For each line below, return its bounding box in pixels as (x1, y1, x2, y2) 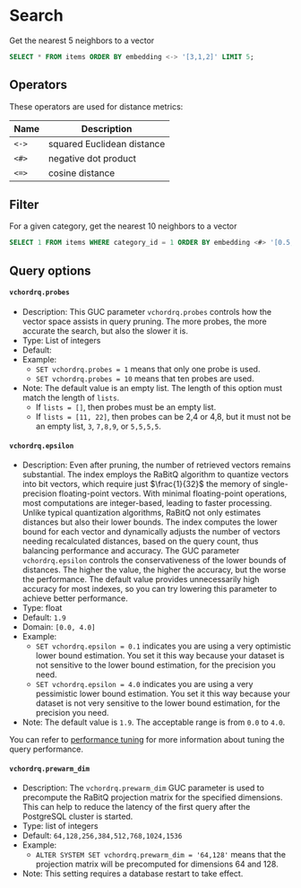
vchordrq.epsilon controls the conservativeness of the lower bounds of (21, 555, 287, 566)
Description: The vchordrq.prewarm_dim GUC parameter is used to (21, 782, 264, 794)
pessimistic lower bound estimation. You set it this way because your (35, 688, 291, 700)
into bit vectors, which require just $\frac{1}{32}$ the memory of (21, 479, 262, 490)
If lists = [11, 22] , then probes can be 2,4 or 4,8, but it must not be (35, 411, 291, 422)
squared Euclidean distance (47, 137, 166, 150)
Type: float (21, 603, 63, 614)
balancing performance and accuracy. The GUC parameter (21, 545, 240, 556)
